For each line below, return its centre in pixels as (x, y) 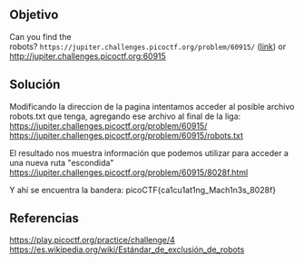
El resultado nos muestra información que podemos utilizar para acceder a (149, 152)
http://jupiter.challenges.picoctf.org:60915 (88, 56)
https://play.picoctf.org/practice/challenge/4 (92, 240)
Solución (35, 85)
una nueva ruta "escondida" (62, 162)
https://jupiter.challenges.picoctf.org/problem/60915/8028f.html (129, 172)
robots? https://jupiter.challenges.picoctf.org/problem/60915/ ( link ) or (148, 46)
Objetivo (34, 15)
